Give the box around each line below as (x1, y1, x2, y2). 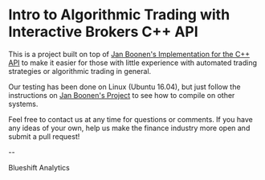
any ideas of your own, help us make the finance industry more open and (8, 123, 251, 133)
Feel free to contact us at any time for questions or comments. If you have (8, 114, 253, 124)
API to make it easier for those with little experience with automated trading (8, 58, 258, 67)
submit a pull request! (8, 131, 80, 141)
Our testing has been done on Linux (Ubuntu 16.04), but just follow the (8, 82, 241, 92)
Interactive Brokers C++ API (8, 22, 198, 41)
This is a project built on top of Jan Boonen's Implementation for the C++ (8, 49, 251, 59)
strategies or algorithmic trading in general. (8, 66, 152, 76)
